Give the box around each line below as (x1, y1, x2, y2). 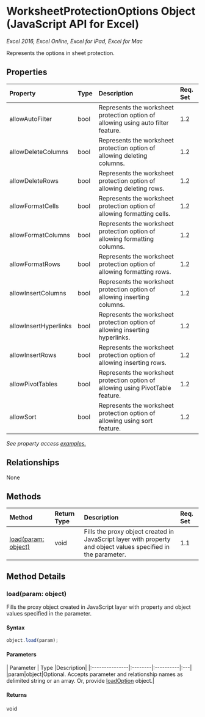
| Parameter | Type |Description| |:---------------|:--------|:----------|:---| (6, 664, 192, 672)
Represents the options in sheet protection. (6, 49, 115, 56)
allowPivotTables (9, 380, 58, 388)
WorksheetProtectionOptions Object (6, 4, 196, 18)
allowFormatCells (9, 202, 59, 210)
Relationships (6, 457, 60, 468)
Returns (6, 691, 27, 698)
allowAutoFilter (9, 114, 52, 123)
